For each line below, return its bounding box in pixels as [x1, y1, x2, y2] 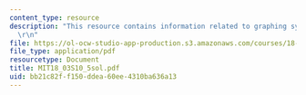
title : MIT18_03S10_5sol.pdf [9, 64, 120, 73]
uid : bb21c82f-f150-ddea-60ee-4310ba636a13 [9, 72, 178, 81]
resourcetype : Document [9, 55, 100, 64]
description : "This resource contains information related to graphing [9, 22, 287, 31]
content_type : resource [9, 13, 100, 23]
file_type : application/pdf [9, 47, 117, 56]
